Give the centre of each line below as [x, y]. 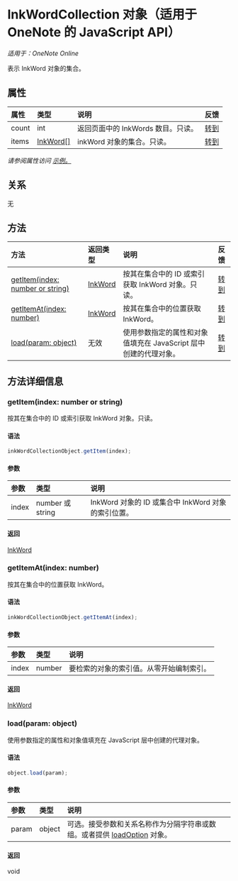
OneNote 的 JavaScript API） [94, 32]
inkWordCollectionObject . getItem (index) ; [69, 451]
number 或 [53, 503]
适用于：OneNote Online [43, 53]
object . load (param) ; [38, 773]
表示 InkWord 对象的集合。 [46, 68]
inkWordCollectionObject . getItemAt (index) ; [73, 618]
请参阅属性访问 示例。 [39, 160]
